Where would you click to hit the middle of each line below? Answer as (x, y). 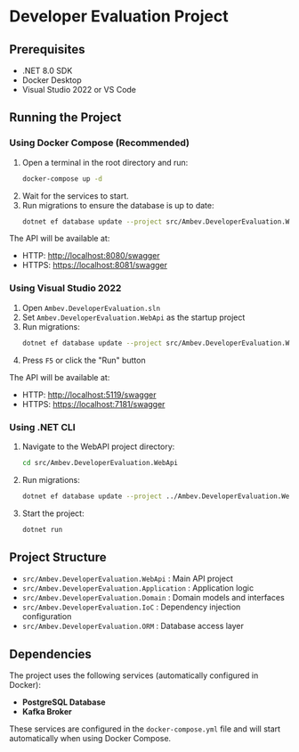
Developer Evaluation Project (119, 16)
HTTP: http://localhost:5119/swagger (89, 395)
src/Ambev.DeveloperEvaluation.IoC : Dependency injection (131, 607)
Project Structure (58, 557)
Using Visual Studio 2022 (65, 289)
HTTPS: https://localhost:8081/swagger (94, 266)
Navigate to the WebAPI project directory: (98, 446)
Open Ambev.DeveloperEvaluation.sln (91, 307)
